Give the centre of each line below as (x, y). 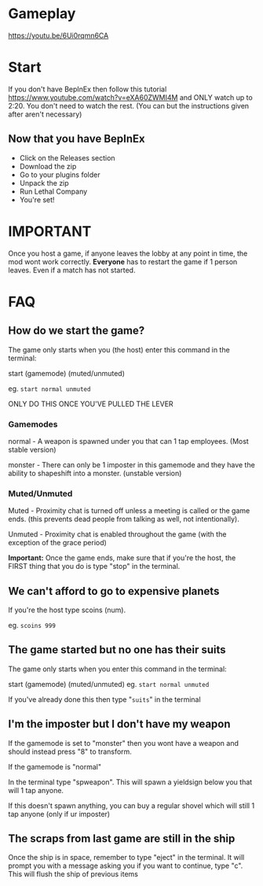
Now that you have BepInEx (77, 139)
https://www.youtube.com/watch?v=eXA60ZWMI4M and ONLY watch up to (130, 97)
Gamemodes (33, 424)
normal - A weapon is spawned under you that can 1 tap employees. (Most (128, 441)
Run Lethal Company (53, 191)
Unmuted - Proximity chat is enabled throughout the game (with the (117, 534)
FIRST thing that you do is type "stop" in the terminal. (94, 567)
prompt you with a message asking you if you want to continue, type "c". (126, 866)
